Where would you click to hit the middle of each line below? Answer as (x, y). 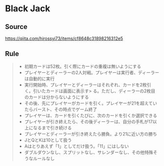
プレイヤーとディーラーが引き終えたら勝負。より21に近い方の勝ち (91, 134)
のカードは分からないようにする (57, 97)
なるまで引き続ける (52, 128)
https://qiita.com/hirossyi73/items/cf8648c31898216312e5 (64, 38)
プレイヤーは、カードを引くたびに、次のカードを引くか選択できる (91, 115)
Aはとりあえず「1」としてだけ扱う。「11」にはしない (77, 146)
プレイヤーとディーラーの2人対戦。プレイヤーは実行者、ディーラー (92, 72)
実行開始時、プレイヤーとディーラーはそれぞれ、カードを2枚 (85, 84)
